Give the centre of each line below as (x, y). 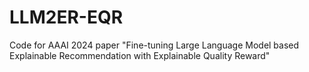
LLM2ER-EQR (66, 17)
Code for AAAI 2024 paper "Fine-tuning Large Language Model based (154, 45)
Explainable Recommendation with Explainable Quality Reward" (140, 55)
